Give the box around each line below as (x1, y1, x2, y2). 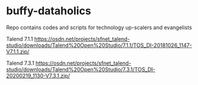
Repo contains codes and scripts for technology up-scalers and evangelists (6, 24, 192, 31)
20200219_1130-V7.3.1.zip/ (6, 72, 70, 79)
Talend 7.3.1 (6, 59, 35, 67)
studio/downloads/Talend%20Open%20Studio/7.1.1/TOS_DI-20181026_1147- (6, 42, 193, 49)
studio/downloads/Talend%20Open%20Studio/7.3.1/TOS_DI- (6, 65, 156, 73)
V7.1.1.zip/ (6, 48, 30, 55)
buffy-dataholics (6, 4, 91, 18)
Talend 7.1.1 (6, 35, 33, 42)
